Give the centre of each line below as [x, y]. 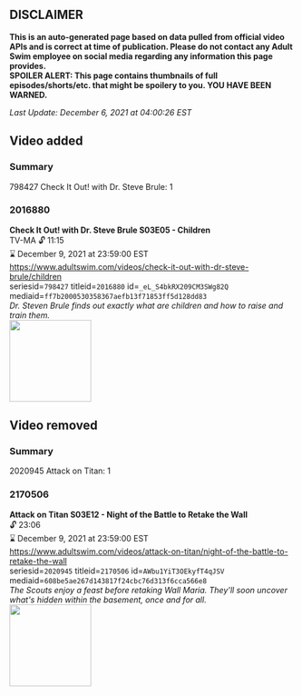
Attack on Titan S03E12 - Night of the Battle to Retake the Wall [128, 514]
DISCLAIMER [46, 15]
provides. [28, 65]
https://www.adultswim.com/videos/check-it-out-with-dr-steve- [129, 266]
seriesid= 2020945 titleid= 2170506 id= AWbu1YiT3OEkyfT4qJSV [117, 571]
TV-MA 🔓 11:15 [37, 240]
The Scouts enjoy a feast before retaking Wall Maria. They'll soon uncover [149, 590]
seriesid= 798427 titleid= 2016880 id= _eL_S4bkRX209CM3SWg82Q [119, 286]
